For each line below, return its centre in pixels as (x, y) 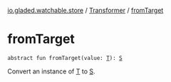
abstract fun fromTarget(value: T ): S (65, 58)
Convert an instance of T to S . (51, 71)
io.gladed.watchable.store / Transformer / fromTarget (85, 10)
